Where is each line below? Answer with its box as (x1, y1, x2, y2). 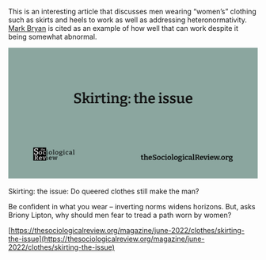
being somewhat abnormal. (8, 32, 97, 41)
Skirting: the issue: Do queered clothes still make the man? (8, 186, 199, 197)
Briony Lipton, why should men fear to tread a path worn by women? (8, 210, 232, 220)
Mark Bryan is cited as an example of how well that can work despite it (8, 24, 239, 32)
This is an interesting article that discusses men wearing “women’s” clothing (8, 7, 257, 16)
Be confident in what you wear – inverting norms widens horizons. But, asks (8, 202, 256, 212)
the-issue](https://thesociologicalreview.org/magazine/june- (8, 234, 205, 244)
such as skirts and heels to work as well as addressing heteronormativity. (8, 15, 248, 25)
